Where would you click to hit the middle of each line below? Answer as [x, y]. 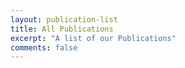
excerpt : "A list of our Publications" [93, 38]
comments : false [44, 47]
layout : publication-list [64, 19]
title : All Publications [62, 29]
